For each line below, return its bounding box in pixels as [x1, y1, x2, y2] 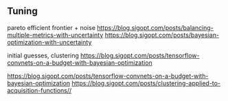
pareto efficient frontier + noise [7, 23, 96, 31]
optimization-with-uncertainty [7, 38, 92, 46]
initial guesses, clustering [7, 51, 79, 59]
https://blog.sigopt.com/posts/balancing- [97, 23, 214, 31]
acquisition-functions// [7, 86, 72, 94]
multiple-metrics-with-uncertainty [7, 31, 104, 39]
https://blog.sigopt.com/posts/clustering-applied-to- [71, 78, 221, 87]
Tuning [7, 5, 38, 17]
